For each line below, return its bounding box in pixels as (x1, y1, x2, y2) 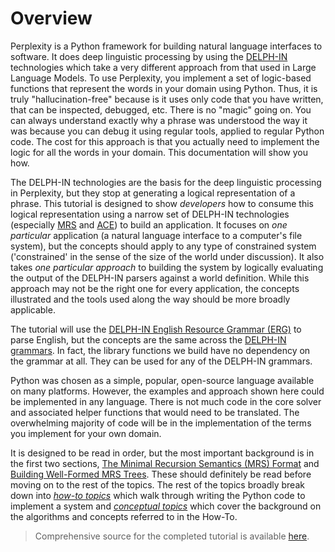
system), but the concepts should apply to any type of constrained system (10, 240, 317, 252)
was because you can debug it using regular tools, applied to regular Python (10, 125, 325, 137)
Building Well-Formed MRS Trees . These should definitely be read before (10, 468, 312, 480)
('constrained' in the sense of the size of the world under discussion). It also (10, 250, 325, 262)
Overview (10, 7, 93, 30)
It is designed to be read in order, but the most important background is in (10, 447, 315, 459)
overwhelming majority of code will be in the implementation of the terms (10, 417, 312, 429)
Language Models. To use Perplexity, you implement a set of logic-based (10, 72, 312, 84)
